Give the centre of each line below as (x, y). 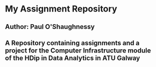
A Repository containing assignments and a (72, 43)
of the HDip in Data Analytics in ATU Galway (73, 58)
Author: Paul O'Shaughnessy (50, 27)
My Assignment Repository (61, 9)
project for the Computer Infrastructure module (78, 50)
